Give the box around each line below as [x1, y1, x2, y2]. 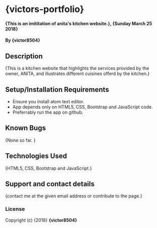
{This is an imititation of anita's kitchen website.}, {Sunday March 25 [5, 20, 152, 26]
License [5, 205, 25, 212]
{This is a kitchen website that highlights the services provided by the [5, 65, 149, 71]
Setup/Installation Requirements [5, 85, 109, 94]
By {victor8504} [5, 37, 40, 43]
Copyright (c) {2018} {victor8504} [5, 217, 77, 223]
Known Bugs [5, 124, 46, 132]
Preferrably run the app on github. [12, 109, 84, 115]
